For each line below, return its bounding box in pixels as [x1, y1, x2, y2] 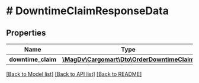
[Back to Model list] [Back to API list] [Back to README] [6, 71, 142, 78]
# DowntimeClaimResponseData [6, 4, 169, 18]
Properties [6, 28, 46, 38]
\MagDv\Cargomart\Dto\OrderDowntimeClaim [62, 55, 195, 63]
